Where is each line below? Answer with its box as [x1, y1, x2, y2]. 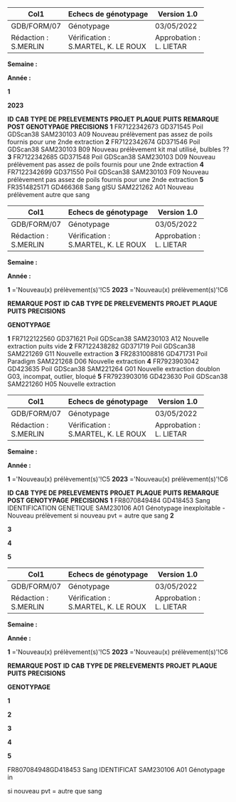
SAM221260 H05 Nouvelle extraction [7, 380, 116, 388]
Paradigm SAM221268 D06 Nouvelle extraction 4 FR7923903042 [7, 357, 199, 365]
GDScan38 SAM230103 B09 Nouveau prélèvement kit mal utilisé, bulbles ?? [7, 145, 230, 154]
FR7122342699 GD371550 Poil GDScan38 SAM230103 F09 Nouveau [7, 168, 209, 176]
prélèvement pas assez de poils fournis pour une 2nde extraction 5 [7, 176, 204, 183]
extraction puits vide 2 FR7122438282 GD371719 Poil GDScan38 [7, 342, 195, 351]
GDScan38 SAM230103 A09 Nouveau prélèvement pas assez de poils [7, 130, 213, 138]
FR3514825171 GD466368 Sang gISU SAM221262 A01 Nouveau [7, 183, 194, 191]
